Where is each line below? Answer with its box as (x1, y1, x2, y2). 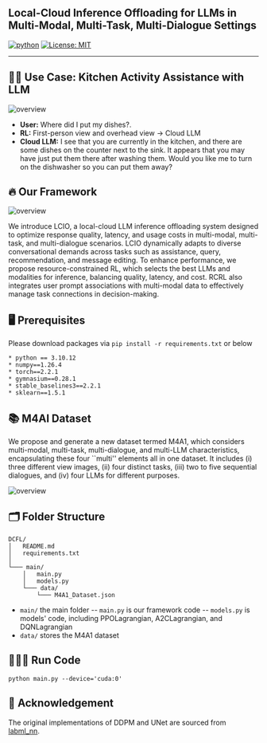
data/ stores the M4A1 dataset (19, 630, 119, 640)
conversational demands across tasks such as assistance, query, (8, 247, 221, 257)
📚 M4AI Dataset (8, 411, 91, 425)
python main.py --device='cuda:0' (8, 674, 123, 682)
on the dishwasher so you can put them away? (19, 162, 173, 171)
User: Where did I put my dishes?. (19, 120, 132, 129)
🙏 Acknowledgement (8, 697, 114, 710)
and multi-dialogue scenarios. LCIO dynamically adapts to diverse (25, 238, 242, 248)
